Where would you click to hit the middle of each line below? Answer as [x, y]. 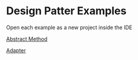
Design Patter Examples [66, 11]
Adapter [16, 50]
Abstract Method [27, 39]
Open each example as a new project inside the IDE [69, 27]
